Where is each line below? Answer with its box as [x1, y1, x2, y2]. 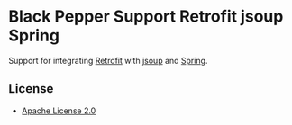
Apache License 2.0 [21, 105, 96, 116]
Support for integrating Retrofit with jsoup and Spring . [8, 55, 208, 66]
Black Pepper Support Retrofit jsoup [8, 6, 284, 27]
